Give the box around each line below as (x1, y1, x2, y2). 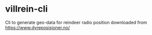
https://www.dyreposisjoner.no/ (5, 24, 71, 30)
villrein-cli (5, 3, 48, 15)
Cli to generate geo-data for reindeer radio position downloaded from (5, 19, 148, 25)
